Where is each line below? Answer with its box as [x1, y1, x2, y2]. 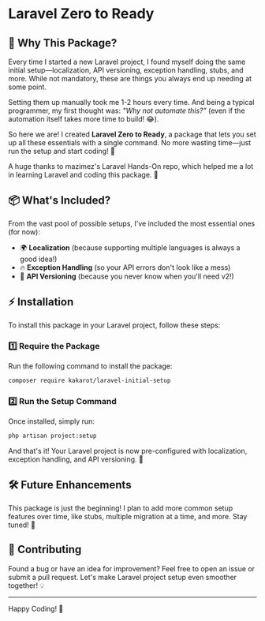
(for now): [8, 226, 41, 237]
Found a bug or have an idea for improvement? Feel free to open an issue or [8, 563, 255, 573]
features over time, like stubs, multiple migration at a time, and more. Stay [8, 511, 248, 521]
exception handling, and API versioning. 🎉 [8, 455, 144, 464]
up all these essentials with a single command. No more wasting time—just [8, 138, 252, 147]
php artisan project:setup [8, 432, 97, 440]
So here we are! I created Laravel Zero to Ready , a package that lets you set [8, 129, 256, 139]
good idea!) [19, 254, 58, 264]
